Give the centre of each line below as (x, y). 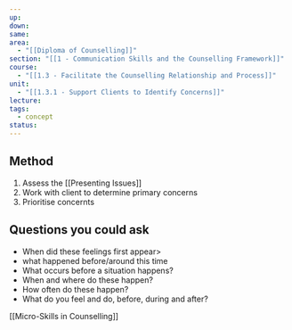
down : (19, 26)
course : (24, 68)
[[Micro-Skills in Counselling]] (64, 316)
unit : (19, 84)
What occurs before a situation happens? (97, 270)
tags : (19, 109)
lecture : (25, 100)
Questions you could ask (79, 230)
